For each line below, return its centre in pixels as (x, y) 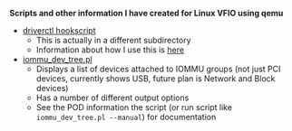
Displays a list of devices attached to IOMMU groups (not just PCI (158, 69)
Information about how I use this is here (110, 50)
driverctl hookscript (59, 30)
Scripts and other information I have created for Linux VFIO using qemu (146, 13)
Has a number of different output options (112, 98)
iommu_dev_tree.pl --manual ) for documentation (126, 117)
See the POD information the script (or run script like (134, 107)
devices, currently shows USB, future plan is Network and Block (156, 79)
